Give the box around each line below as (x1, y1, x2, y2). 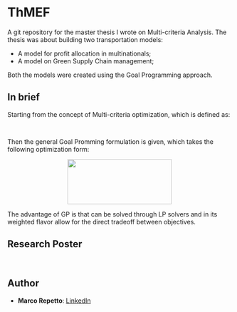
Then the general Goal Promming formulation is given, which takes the (7, 137, 214, 146)
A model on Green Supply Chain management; (17, 56, 154, 65)
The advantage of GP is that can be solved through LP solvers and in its (7, 209, 218, 218)
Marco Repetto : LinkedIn (17, 296, 91, 305)
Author (7, 277, 39, 289)
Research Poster (7, 238, 83, 250)
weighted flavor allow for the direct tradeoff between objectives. (7, 217, 196, 226)
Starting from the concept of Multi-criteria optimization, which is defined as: (7, 110, 231, 118)
